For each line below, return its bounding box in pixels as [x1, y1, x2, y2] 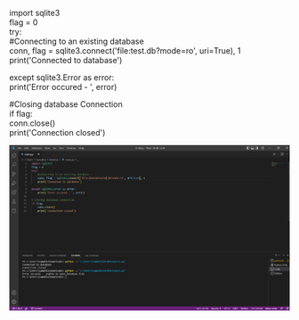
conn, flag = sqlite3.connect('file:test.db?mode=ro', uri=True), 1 [9, 45, 242, 56]
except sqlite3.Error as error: [9, 72, 115, 83]
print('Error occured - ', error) [9, 82, 117, 92]
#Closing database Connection [9, 99, 123, 110]
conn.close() [9, 118, 56, 128]
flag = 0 [9, 17, 38, 28]
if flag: [9, 109, 33, 119]
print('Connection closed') [9, 127, 106, 137]
